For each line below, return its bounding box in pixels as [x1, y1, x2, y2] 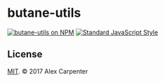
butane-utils [7, 5, 81, 21]
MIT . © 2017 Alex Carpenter [7, 67, 88, 75]
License [7, 48, 43, 60]
